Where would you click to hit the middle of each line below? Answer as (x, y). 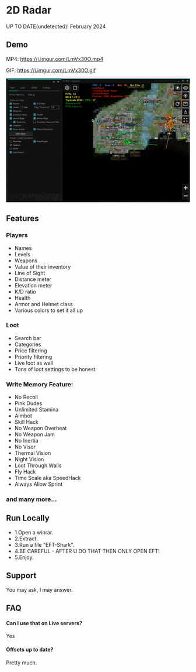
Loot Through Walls (38, 465)
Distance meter (33, 279)
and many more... (32, 499)
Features (22, 219)
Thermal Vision (33, 453)
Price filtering (31, 350)
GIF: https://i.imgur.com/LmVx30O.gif (51, 70)
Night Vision (29, 460)
